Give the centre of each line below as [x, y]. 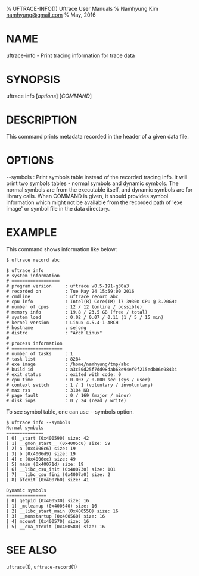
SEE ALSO [32, 550]
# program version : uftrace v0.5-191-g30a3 [68, 286]
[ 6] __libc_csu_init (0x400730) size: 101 [61, 469]
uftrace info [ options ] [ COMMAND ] [49, 96]
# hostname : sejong [46, 328]
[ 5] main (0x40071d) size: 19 [45, 464]
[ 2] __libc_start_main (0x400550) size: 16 [62, 511]
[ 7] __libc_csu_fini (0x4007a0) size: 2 [58, 475]
